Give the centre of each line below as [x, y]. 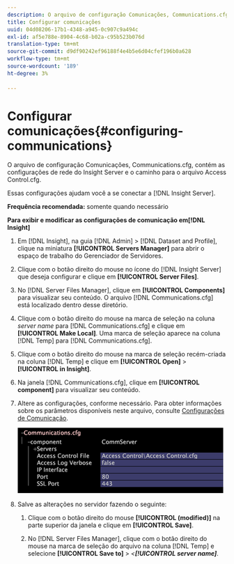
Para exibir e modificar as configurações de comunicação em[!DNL [106, 220]
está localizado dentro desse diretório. [72, 305]
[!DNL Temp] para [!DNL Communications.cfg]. [85, 340]
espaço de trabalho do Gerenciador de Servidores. [90, 256]
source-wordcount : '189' [43, 66]
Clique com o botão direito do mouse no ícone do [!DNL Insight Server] [119, 269]
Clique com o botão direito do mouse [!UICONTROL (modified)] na [124, 518]
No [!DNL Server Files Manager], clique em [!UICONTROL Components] [121, 290]
